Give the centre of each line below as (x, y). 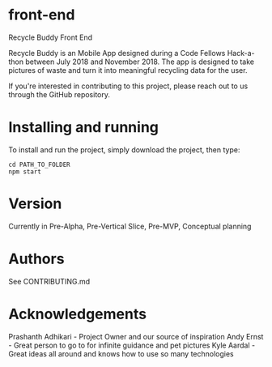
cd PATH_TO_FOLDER (39, 164)
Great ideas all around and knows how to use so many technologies (121, 353)
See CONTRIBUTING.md (49, 281)
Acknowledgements (78, 314)
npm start (25, 172)
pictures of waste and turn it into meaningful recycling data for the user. (128, 70)
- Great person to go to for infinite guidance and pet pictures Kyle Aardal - (132, 345)
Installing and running (84, 128)
